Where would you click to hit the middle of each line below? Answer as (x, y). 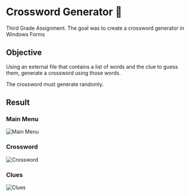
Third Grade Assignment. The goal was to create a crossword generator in (95, 28)
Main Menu (22, 119)
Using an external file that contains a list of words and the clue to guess (92, 66)
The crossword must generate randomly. (55, 84)
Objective (24, 53)
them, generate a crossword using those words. (64, 73)
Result (18, 102)
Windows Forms (26, 34)
